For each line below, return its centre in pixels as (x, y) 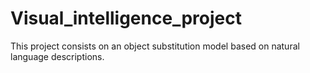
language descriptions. (57, 56)
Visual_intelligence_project (126, 18)
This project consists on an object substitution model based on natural (155, 46)
